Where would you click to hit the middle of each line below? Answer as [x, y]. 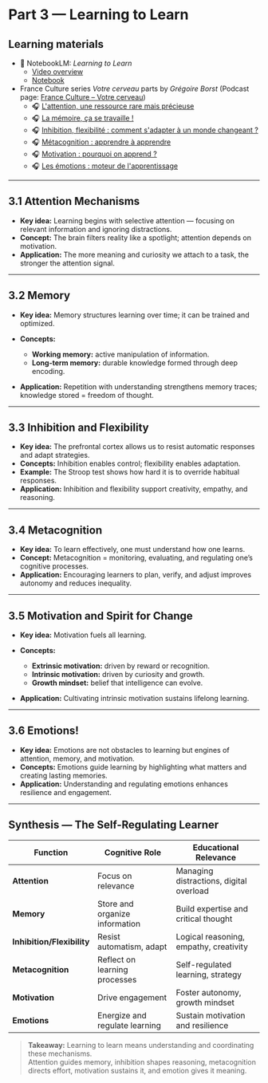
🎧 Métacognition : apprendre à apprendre [101, 142]
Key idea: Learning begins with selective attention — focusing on [127, 220]
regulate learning [129, 1025]
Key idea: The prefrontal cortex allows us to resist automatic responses [137, 447]
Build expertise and [212, 908]
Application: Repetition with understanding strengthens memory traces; [138, 386]
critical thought [204, 919]
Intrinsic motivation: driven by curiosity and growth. [118, 675]
